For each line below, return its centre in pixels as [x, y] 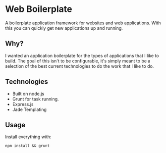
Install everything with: [28, 137]
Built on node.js [28, 94]
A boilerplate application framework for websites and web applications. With [83, 23]
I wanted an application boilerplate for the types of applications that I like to [82, 55]
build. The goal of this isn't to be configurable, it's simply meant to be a [78, 61]
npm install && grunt [28, 146]
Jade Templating [29, 109]
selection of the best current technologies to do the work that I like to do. [80, 66]
